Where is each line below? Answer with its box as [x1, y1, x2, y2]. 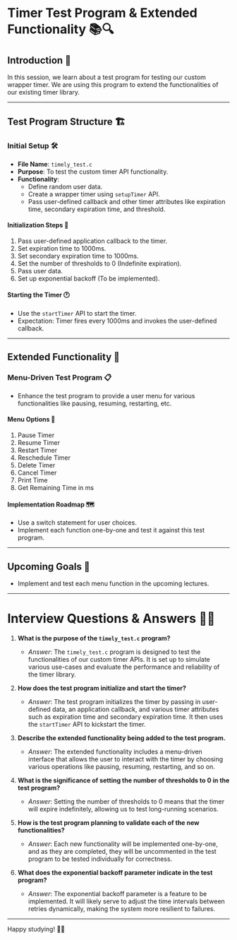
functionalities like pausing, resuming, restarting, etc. [17, 399, 172, 407]
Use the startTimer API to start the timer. [17, 309, 137, 318]
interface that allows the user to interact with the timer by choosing [28, 754, 224, 763]
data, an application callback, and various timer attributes [51, 705, 219, 713]
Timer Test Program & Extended [7, 5, 197, 21]
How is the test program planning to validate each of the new [17, 818, 200, 827]
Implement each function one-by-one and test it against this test [17, 526, 205, 535]
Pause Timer [17, 431, 55, 439]
